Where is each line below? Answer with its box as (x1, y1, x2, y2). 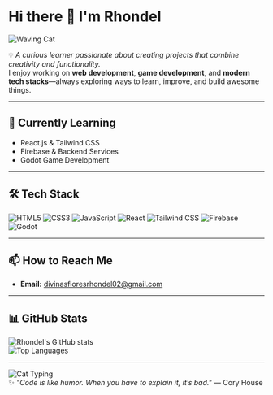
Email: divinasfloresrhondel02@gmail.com (19, 280, 163, 289)
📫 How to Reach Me (8, 254, 113, 267)
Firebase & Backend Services (19, 146, 119, 156)
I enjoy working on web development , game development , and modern (8, 67, 250, 77)
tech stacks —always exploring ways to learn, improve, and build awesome (8, 76, 260, 86)
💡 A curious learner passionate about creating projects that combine (8, 50, 240, 59)
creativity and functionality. (8, 59, 102, 68)
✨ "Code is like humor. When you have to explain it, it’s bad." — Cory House (8, 378, 263, 388)
